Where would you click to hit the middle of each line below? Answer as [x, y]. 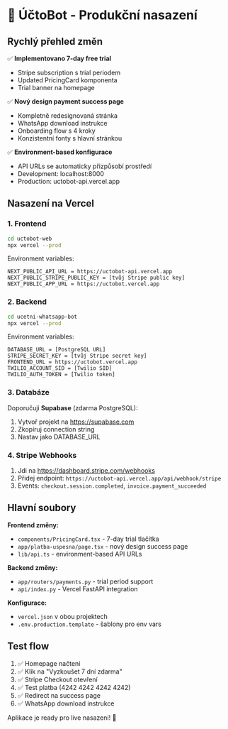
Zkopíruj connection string [56, 429]
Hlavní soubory [42, 508]
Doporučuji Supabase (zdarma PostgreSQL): [73, 407]
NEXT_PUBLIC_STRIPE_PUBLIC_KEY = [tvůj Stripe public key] [96, 278]
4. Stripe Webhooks [42, 455]
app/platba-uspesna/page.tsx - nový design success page [103, 546]
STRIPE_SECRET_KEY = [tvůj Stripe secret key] [77, 356]
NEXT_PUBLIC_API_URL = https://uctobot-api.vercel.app [90, 272]
